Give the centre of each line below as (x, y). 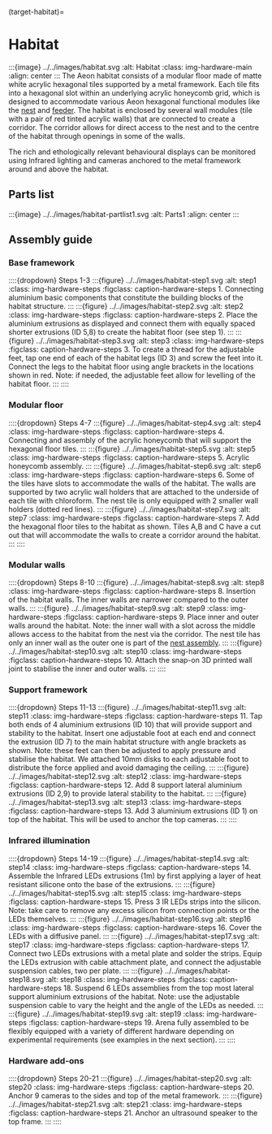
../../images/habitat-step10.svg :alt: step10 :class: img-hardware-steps (125, 651)
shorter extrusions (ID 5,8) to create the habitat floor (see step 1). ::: (121, 332)
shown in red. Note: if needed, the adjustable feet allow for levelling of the (132, 375)
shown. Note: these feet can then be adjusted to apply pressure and (122, 751)
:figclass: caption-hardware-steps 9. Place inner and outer (162, 617)
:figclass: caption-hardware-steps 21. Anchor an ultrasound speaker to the (133, 1113)
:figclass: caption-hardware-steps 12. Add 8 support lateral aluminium (125, 785)
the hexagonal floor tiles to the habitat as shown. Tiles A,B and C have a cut (135, 526)
